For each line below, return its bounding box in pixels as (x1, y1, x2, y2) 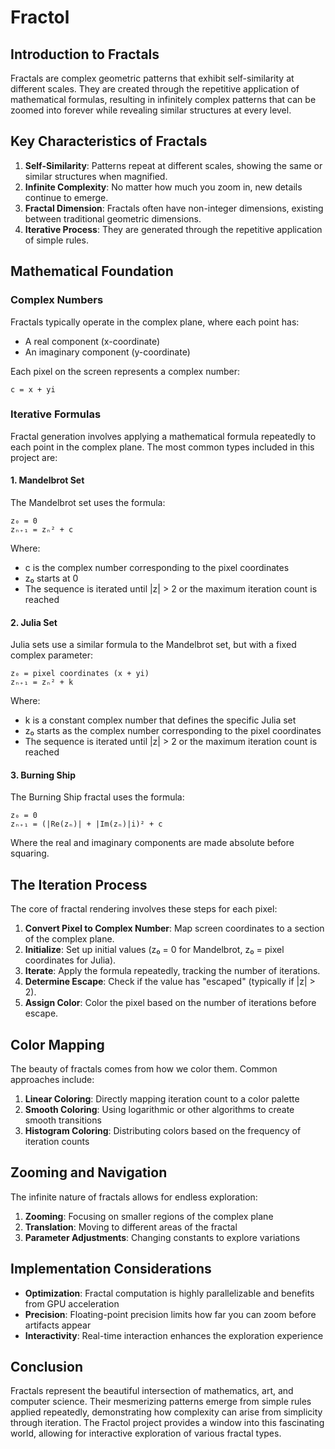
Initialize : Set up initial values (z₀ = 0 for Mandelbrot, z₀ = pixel (24, 944, 285, 956)
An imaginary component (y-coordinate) (24, 346, 191, 358)
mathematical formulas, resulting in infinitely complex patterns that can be (10, 94, 317, 105)
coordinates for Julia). (24, 954, 117, 966)
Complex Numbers (10, 293, 104, 307)
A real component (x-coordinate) (24, 335, 161, 347)
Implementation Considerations (10, 1261, 212, 1278)
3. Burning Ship (10, 769, 76, 781)
